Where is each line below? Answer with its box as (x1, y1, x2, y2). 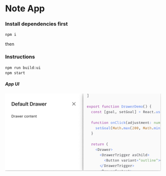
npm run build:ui (5, 65, 41, 70)
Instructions (5, 54, 36, 60)
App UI (5, 81, 20, 87)
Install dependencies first (5, 21, 68, 28)
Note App (5, 3, 45, 14)
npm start (5, 70, 26, 75)
